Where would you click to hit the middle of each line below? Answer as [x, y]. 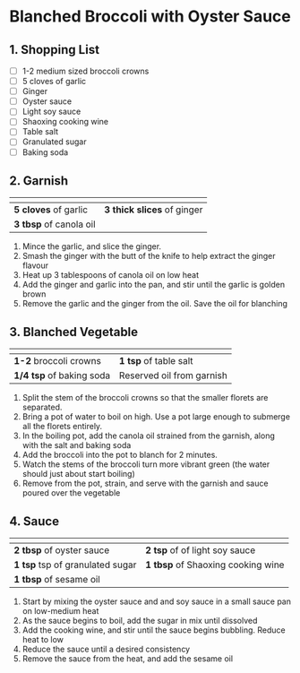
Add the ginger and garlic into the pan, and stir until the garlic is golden [153, 285]
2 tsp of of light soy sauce [200, 550]
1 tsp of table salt [156, 361]
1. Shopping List [55, 50]
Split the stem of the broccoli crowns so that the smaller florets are [145, 398]
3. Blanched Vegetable [74, 332]
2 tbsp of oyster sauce [62, 550]
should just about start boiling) [79, 474]
